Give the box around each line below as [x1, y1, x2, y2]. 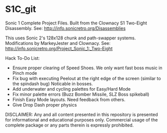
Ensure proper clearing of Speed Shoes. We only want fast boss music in [12, 65, 163, 71]
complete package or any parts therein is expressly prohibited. [5, 122, 134, 128]
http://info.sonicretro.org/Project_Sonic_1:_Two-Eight [5, 45, 113, 51]
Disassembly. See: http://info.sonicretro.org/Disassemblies [5, 25, 126, 31]
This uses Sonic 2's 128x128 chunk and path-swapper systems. [5, 35, 136, 41]
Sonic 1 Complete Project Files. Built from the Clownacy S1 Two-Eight [5, 20, 147, 26]
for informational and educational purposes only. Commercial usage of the [5, 117, 158, 123]
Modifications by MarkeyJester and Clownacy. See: [5, 40, 111, 46]
